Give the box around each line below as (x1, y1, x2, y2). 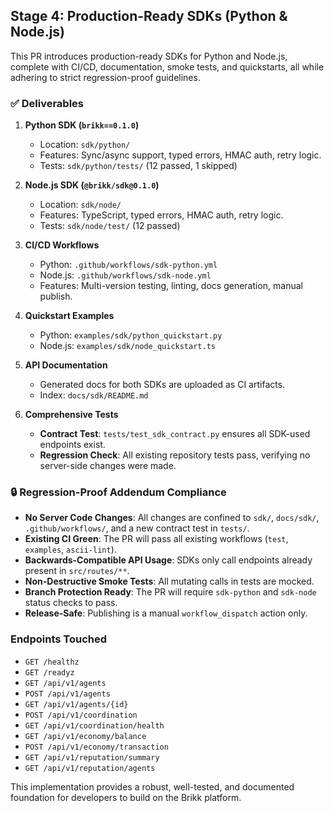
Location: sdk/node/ (39, 199, 122, 211)
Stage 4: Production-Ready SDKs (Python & (10, 8, 288, 25)
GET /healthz (24, 657, 80, 667)
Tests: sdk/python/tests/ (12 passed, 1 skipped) (39, 160, 238, 172)
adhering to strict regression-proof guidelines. (10, 71, 201, 83)
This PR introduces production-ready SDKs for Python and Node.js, (10, 50, 288, 62)
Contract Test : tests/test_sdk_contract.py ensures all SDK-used (39, 428, 311, 440)
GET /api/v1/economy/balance (24, 731, 147, 741)
